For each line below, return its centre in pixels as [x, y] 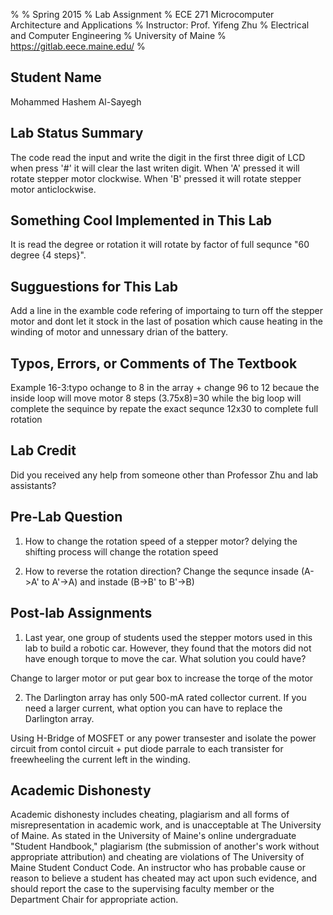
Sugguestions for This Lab [94, 286]
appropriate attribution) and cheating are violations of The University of [157, 857]
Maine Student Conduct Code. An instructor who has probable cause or [158, 868]
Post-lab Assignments [81, 613]
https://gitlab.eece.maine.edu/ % [78, 46]
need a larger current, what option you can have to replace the [153, 708]
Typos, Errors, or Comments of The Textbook [154, 363]
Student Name [56, 77]
